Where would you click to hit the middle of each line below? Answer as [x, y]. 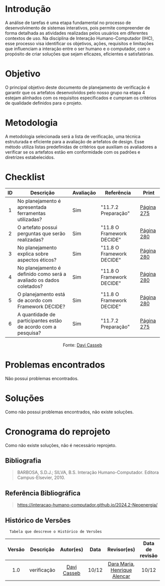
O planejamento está [41, 294]
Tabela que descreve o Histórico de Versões [56, 532]
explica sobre [33, 254]
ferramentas [31, 213]
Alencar [121, 576]
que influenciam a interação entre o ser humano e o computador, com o [78, 49]
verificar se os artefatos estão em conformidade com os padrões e [73, 152]
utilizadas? [30, 219]
